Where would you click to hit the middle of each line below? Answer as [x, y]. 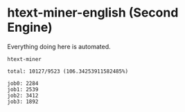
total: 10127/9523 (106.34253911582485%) [68, 71]
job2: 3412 [23, 95]
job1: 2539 [23, 89]
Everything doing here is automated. [59, 46]
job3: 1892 [23, 102]
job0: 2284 [23, 83]
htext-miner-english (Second [93, 13]
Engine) [30, 27]
